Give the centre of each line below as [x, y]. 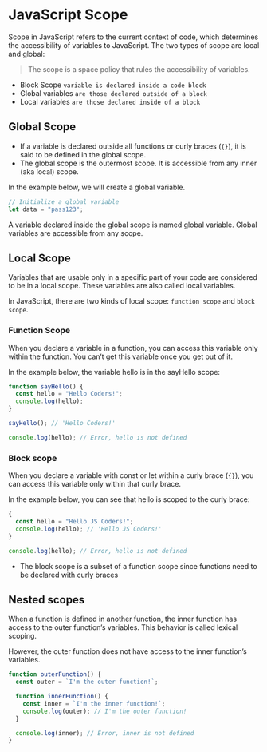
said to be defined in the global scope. [83, 154]
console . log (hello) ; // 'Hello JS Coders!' [88, 529]
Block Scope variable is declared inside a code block [113, 85]
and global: [27, 54]
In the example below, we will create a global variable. [97, 187]
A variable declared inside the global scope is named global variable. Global [133, 225]
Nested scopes [47, 600]
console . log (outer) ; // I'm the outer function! [105, 711]
